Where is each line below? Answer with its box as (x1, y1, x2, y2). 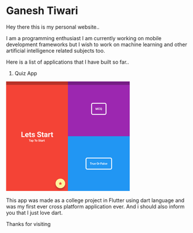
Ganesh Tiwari (6, 4, 78, 18)
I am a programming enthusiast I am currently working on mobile (6, 34, 162, 41)
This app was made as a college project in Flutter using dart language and (6, 197, 185, 204)
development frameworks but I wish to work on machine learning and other (6, 41, 187, 48)
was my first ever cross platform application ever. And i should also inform (6, 203, 185, 210)
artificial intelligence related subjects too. (6, 47, 105, 54)
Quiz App (14, 69, 37, 76)
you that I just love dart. (6, 209, 63, 216)
